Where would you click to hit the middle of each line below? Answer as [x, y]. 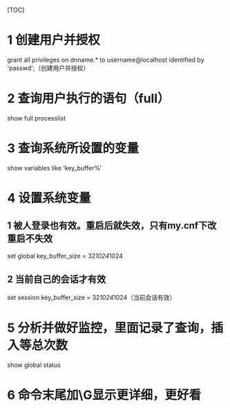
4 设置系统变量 [49, 198]
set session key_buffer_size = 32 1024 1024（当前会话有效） [92, 297]
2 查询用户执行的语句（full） [89, 99]
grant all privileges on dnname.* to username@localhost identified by [106, 60]
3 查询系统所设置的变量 [73, 149]
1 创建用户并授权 [54, 40]
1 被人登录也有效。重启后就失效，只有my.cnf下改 [112, 225]
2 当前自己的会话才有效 [57, 280]
